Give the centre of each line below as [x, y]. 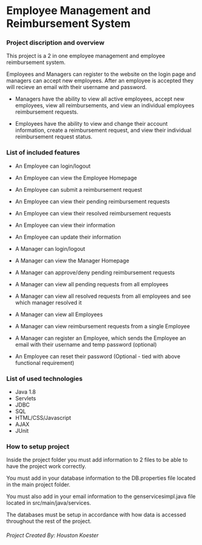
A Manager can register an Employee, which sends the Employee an [101, 338]
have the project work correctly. [46, 466]
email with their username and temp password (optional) [86, 344]
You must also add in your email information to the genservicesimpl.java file [101, 496]
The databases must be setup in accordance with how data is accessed [96, 515]
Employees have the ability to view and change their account [91, 124]
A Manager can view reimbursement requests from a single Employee [103, 326]
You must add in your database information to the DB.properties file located [101, 478]
